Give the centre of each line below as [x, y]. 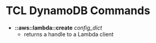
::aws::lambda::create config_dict [58, 28]
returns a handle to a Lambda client [69, 34]
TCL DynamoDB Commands [78, 11]
